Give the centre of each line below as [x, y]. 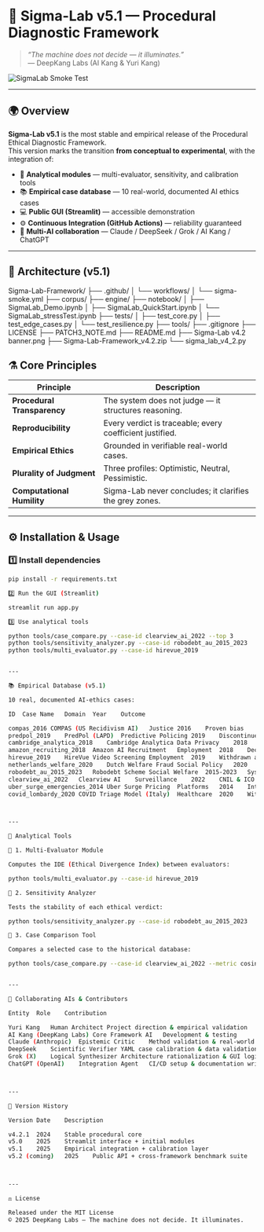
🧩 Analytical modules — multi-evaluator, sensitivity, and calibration [129, 174]
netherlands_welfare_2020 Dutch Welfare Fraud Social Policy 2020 [128, 765]
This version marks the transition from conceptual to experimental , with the [132, 150]
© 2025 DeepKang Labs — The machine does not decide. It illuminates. [126, 1220]
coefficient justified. [140, 433]
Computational [40, 491]
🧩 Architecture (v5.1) [59, 271]
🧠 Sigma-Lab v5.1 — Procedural [112, 16]
